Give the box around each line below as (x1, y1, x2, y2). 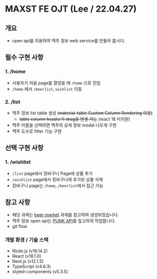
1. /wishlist (5, 159, 31, 166)
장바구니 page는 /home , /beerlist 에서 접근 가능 (12, 182, 104, 188)
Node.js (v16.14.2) (12, 248, 48, 254)
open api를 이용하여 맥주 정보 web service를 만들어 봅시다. (12, 38, 125, 43)
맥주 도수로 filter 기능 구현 (12, 128, 62, 134)
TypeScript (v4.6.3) (12, 263, 51, 269)
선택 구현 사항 (5, 144, 44, 152)
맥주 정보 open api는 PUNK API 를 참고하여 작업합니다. (12, 218, 116, 224)
